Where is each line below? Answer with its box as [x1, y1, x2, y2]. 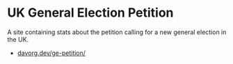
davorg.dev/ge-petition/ [17, 49, 86, 57]
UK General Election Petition [7, 5, 174, 21]
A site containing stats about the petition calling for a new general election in [7, 28, 227, 36]
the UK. [7, 35, 29, 43]
